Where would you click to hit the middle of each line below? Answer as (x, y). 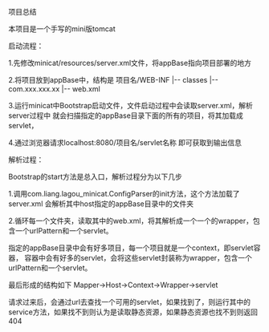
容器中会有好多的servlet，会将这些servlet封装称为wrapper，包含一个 (138, 258)
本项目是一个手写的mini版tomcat (62, 29)
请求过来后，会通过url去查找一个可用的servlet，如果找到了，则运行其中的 (130, 302)
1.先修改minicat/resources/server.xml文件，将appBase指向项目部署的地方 (130, 63)
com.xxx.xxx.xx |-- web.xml (54, 89)
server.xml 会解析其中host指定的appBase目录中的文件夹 (101, 204)
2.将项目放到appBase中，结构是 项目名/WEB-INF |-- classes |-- (113, 80)
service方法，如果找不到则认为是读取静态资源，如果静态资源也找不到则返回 (133, 312)
